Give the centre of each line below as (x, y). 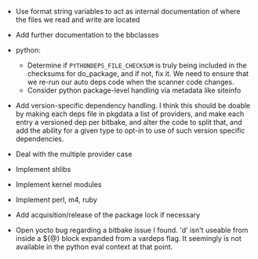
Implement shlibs (43, 169)
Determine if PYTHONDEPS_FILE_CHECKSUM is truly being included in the (137, 65)
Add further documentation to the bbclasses (87, 35)
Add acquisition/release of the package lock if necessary (108, 215)
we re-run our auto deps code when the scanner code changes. (131, 82)
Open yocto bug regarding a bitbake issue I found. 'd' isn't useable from (132, 230)
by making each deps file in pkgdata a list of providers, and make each (130, 114)
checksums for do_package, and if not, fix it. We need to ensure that (138, 73)
